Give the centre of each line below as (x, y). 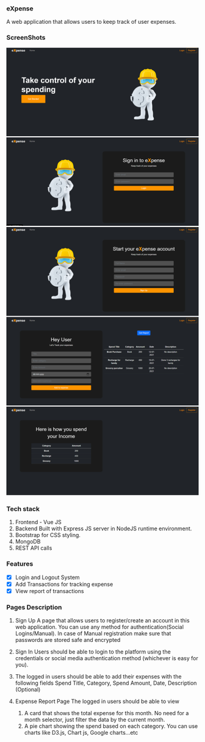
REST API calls (34, 548)
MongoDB (28, 542)
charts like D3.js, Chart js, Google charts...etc (81, 733)
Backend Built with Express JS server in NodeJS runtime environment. (103, 528)
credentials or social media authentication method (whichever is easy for (106, 658)
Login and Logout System (48, 577)
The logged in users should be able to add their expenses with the (98, 677)
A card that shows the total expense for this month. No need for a (106, 713)
